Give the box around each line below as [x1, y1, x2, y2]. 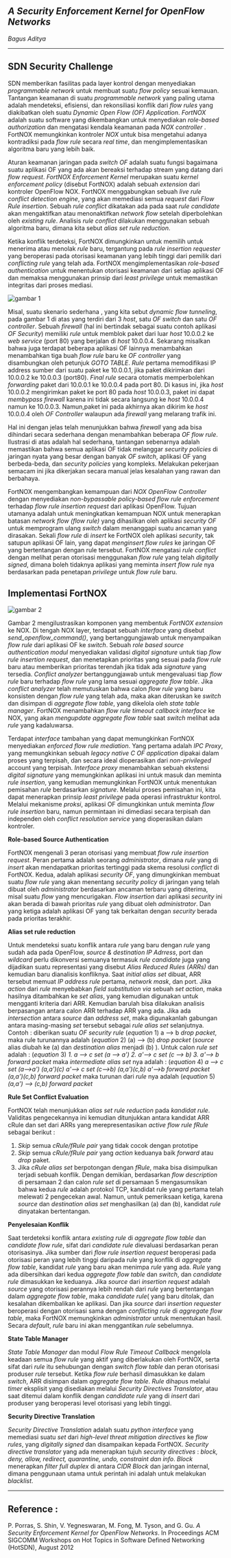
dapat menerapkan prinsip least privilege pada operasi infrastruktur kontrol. [8, 793, 222, 801]
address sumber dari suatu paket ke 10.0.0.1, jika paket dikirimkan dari [8, 365, 205, 374]
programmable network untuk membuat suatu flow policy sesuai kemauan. [8, 86, 219, 95]
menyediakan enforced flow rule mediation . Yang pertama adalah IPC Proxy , [8, 742, 223, 750]
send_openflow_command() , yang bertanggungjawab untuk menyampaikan [8, 633, 221, 642]
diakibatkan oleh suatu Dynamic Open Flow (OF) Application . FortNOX [8, 108, 206, 116]
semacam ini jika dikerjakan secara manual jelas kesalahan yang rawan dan [8, 466, 221, 475]
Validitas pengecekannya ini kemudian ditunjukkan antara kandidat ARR [8, 1114, 210, 1122]
